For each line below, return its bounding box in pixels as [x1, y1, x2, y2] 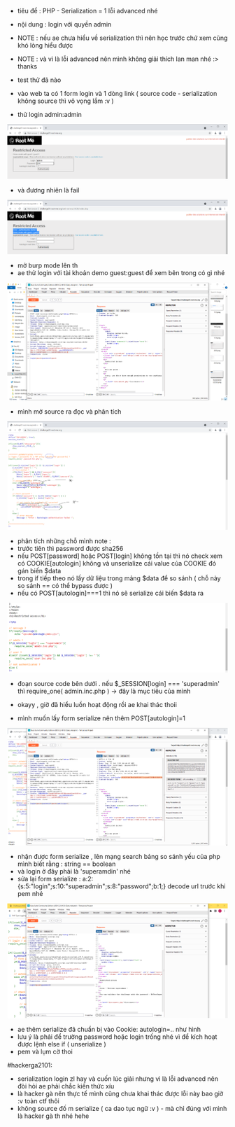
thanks [17, 62, 37, 70]
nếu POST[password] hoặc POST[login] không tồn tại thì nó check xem [17, 552, 222, 560]
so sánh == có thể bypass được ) [17, 582, 113, 590]
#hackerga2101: [7, 1060, 52, 1069]
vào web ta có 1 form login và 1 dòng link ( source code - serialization [17, 90, 218, 97]
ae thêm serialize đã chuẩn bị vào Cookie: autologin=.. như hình [17, 1025, 201, 1033]
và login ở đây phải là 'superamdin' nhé [17, 867, 131, 875]
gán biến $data [17, 567, 62, 575]
